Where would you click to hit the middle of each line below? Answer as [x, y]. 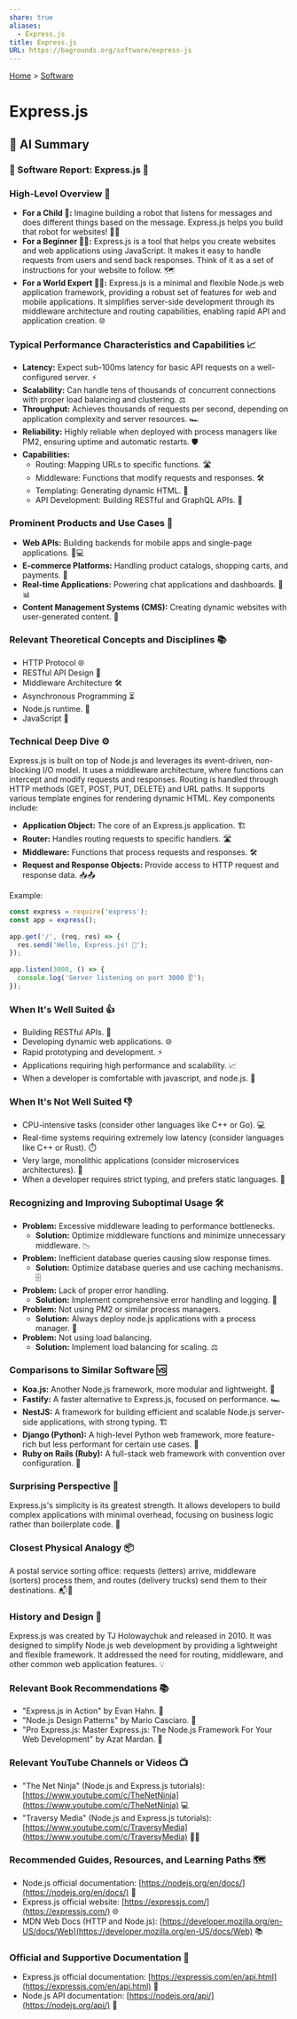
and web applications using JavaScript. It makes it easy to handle [141, 251]
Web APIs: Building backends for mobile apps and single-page [137, 542]
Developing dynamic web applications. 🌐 [97, 1041]
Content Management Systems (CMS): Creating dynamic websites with [154, 607]
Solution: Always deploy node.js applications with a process [145, 1318]
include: [24, 808]
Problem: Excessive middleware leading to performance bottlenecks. [148, 1225]
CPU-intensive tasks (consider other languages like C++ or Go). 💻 [144, 1125]
